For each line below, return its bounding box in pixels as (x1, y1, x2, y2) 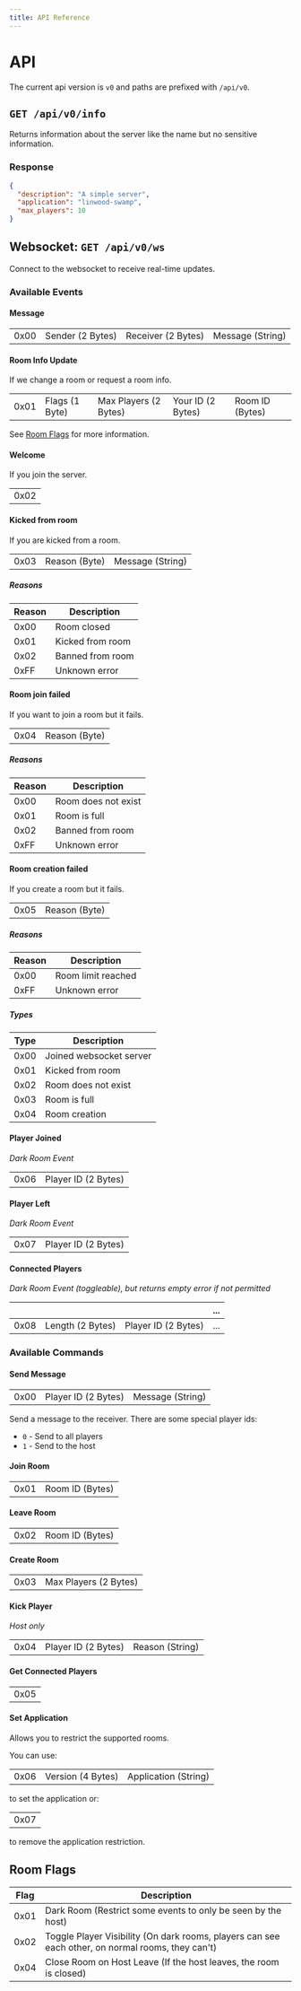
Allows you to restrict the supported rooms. (9, 1733, 170, 1743)
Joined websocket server (44, 1049, 152, 1061)
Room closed (55, 620, 110, 633)
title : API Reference (9, 13, 90, 22)
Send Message (9, 1369, 66, 1379)
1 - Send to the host (21, 1440, 96, 1451)
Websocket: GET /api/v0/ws (9, 240, 166, 255)
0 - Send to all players (21, 1430, 103, 1441)
